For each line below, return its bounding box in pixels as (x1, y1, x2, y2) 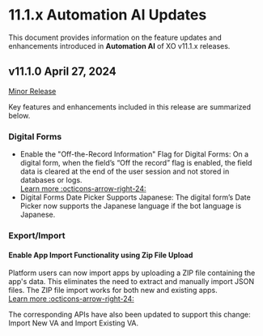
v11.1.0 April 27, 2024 (8, 65, 117, 79)
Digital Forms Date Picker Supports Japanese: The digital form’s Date (19, 192, 251, 202)
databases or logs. (19, 175, 83, 185)
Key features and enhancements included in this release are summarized (8, 101, 252, 111)
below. (8, 110, 31, 120)
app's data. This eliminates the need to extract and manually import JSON (8, 277, 255, 286)
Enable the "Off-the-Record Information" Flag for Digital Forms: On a (19, 149, 249, 159)
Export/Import (8, 230, 66, 241)
